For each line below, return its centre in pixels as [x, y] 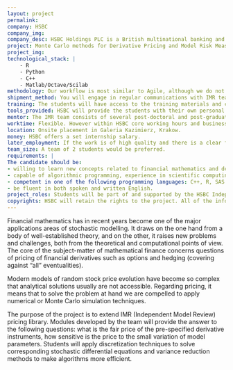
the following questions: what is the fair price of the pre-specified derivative [116, 329]
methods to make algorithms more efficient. [70, 359]
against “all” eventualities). [45, 265]
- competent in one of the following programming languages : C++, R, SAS [116, 182]
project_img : [26, 53]
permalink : [23, 20]
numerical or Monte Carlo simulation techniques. [77, 301]
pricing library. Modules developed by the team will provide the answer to [112, 322]
